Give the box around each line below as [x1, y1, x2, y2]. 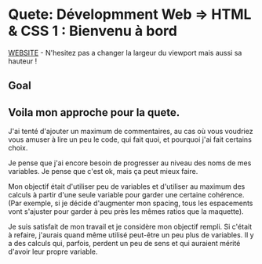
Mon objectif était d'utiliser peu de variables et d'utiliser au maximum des [8, 182, 246, 191]
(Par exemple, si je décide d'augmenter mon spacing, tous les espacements [8, 198, 253, 208]
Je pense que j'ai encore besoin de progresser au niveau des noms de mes [8, 158, 252, 168]
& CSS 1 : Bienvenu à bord [8, 22, 178, 40]
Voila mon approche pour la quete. [8, 106, 180, 119]
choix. [8, 143, 28, 153]
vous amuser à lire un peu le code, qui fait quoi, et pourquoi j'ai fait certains [8, 135, 253, 144]
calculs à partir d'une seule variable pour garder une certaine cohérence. [8, 190, 245, 200]
